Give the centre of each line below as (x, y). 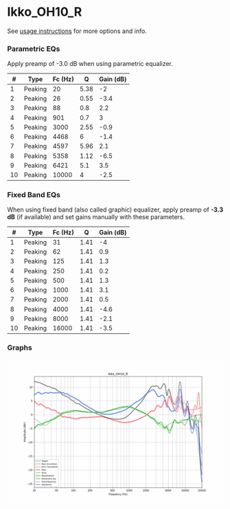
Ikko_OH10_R (45, 12)
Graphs (20, 348)
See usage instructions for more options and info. (77, 31)
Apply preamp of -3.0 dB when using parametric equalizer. (90, 64)
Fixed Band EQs (34, 194)
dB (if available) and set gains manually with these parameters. (96, 217)
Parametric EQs (34, 49)
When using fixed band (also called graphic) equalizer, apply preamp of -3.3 (115, 210)
